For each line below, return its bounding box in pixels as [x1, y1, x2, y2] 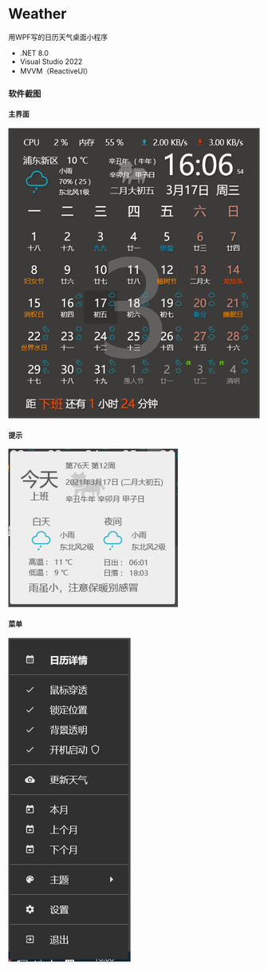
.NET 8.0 [19, 48, 49, 58]
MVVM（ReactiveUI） [19, 66, 93, 76]
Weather [8, 5, 67, 23]
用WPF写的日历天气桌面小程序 [8, 32, 108, 42]
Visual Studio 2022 [19, 57, 83, 66]
